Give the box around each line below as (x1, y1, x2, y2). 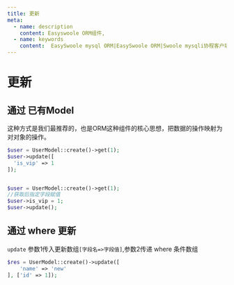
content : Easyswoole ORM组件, (19, 29, 106, 37)
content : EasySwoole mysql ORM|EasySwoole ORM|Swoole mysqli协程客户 (19, 42, 225, 49)
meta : (7, 17, 23, 24)
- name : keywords (13, 36, 64, 43)
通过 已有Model (7, 104, 75, 116)
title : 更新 (7, 10, 40, 17)
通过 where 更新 (7, 225, 77, 237)
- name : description (13, 23, 73, 30)
